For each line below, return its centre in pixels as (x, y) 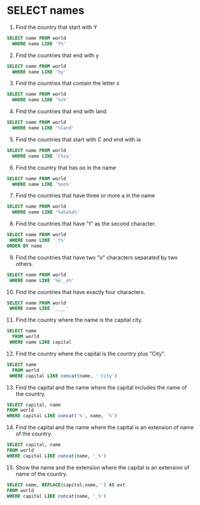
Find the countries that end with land (61, 111)
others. (24, 264)
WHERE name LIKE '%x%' (41, 100)
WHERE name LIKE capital (40, 342)
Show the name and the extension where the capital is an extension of (102, 467)
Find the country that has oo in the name (66, 167)
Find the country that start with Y (56, 27)
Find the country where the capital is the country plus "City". (90, 353)
